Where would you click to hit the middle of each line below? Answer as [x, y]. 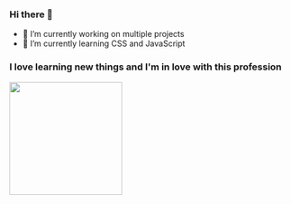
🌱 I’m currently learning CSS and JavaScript [104, 43]
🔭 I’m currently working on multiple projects [103, 34]
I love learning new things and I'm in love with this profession [145, 67]
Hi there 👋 [32, 14]
